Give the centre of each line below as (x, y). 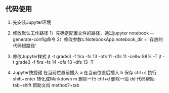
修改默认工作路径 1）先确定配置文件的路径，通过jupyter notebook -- (83, 33)
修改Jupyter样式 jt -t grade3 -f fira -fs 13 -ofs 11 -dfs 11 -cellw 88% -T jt (87, 56)
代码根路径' (24, 45)
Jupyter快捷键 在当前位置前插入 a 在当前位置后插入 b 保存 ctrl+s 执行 (85, 72)
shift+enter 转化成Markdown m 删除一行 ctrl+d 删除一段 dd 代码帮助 (83, 79)
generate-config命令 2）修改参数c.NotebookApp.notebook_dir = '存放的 (88, 39)
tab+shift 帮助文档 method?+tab (46, 85)
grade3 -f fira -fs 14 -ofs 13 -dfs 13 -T (55, 62)
